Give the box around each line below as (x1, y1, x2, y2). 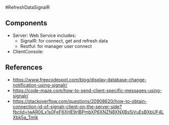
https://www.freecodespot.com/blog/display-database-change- (12, 76, 147, 82)
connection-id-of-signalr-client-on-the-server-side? (12, 103, 122, 109)
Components (5, 19, 47, 27)
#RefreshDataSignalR (5, 5, 50, 10)
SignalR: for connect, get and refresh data (20, 37, 108, 44)
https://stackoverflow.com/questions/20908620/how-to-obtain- (12, 98, 147, 104)
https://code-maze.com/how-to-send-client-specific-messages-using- (12, 87, 162, 93)
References (5, 63, 43, 72)
